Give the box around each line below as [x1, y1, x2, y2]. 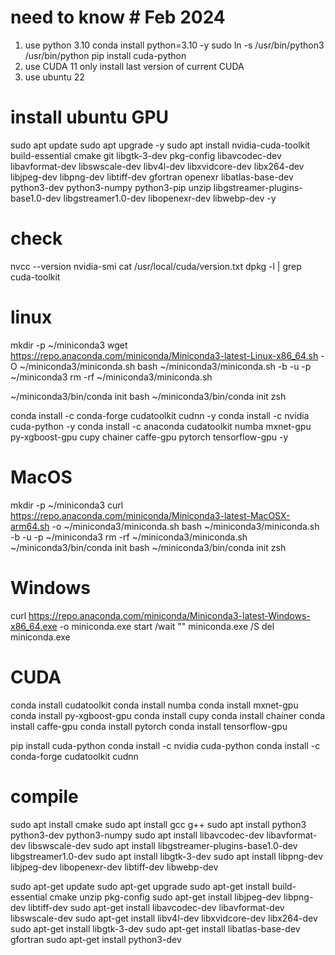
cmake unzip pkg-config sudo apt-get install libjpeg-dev [49, 891, 282, 903]
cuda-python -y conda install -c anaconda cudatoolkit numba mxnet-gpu [10, 420, 312, 432]
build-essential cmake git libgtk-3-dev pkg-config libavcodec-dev [10, 149, 282, 161]
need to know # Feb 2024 [10, 6, 226, 29]
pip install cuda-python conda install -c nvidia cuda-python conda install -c [10, 739, 321, 751]
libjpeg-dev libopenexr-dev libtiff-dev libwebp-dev [10, 861, 219, 873]
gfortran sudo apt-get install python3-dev [10, 933, 182, 945]
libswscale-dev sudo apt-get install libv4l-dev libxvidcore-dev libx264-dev [10, 912, 318, 924]
